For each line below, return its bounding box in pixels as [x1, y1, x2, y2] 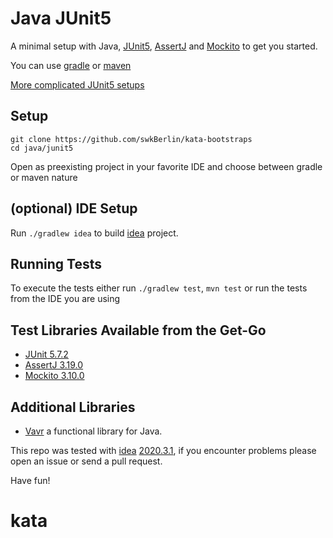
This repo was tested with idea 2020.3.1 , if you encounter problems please [10, 445, 317, 456]
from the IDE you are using [10, 293, 121, 305]
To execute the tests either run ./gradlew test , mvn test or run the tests [10, 282, 308, 294]
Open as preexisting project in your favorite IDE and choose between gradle [10, 160, 323, 172]
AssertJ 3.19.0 [24, 359, 84, 371]
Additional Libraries [10, 398, 136, 416]
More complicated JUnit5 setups [10, 78, 145, 91]
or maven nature [10, 171, 78, 183]
